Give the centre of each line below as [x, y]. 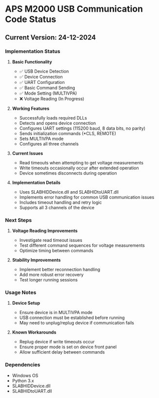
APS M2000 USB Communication [74, 9]
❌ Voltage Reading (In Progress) [52, 99]
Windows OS [25, 375]
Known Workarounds [34, 332]
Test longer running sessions [49, 280]
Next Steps [19, 220]
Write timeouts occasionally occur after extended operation [79, 168]
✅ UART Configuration [42, 82]
